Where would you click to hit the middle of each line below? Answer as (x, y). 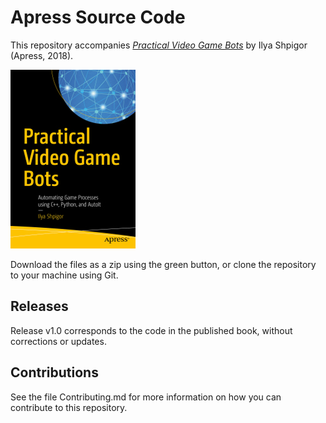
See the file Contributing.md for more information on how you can (146, 397)
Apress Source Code (98, 17)
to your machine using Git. (64, 275)
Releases (39, 306)
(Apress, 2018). (42, 55)
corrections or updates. (58, 341)
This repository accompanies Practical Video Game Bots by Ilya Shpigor (159, 45)
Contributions (54, 372)
